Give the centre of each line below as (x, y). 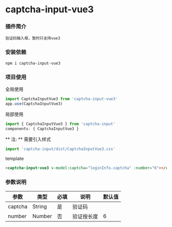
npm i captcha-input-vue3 (33, 63)
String (40, 206)
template (15, 159)
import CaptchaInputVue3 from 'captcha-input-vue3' (61, 99)
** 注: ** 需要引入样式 (28, 139)
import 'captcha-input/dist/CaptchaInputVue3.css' (60, 149)
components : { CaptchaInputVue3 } (42, 129)
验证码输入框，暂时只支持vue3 (33, 39)
